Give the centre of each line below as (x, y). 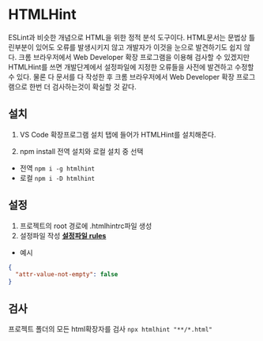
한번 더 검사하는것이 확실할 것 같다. (83, 86)
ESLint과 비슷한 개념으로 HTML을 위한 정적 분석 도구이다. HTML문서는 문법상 (128, 37)
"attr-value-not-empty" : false (67, 275)
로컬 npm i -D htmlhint (57, 178)
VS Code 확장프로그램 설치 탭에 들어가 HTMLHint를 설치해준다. (118, 134)
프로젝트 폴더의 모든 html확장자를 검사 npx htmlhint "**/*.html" (111, 329)
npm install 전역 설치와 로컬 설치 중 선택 (81, 151)
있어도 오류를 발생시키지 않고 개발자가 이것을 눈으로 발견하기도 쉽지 (139, 47)
